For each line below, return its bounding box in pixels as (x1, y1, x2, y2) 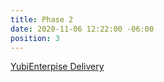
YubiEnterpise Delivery (10, 61, 105, 73)
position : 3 (10, 33, 60, 43)
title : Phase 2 (10, 14, 74, 25)
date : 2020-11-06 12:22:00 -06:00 (10, 24, 155, 34)
